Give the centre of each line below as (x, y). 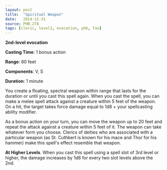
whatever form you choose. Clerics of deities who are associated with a (79, 132)
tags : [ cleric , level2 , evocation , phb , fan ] (53, 28)
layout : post (19, 10)
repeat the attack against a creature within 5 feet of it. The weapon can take (83, 127)
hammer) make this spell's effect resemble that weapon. (63, 143)
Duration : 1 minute (24, 81)
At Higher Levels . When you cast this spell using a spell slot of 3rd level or (82, 153)
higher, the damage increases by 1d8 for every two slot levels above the (79, 158)
